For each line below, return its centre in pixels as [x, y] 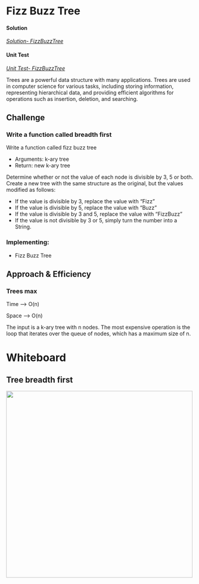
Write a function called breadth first [59, 134]
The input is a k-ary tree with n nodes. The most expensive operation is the [98, 328]
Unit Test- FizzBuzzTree [36, 68]
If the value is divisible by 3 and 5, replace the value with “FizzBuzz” [99, 214]
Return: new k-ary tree [42, 166]
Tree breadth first [40, 380]
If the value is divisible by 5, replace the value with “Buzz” [86, 208]
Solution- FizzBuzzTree [35, 41]
